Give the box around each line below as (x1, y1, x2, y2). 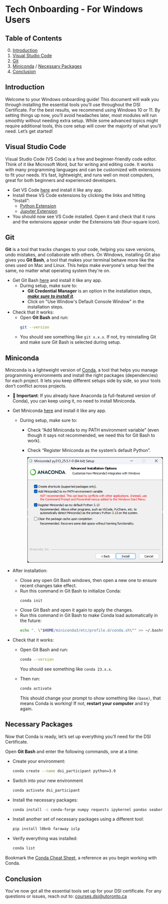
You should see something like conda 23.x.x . (19, 666, 112, 672)
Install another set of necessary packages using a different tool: (12, 816, 144, 822)
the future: (19, 617, 42, 623)
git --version (19, 325, 49, 330)
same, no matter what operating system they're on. (5, 267, 111, 273)
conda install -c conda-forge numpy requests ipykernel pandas (12, 807, 147, 812)
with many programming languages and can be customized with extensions (5, 166, 161, 172)
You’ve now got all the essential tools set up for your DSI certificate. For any (5, 888, 161, 893)
